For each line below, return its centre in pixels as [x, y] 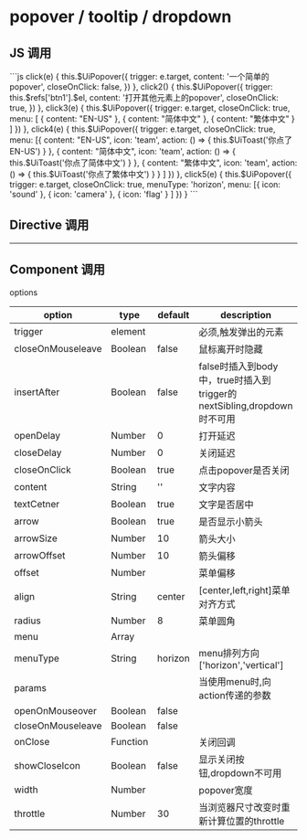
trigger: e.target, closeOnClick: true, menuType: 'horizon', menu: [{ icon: [145, 184]
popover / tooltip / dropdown [121, 17]
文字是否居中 [226, 505]
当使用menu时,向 [235, 681]
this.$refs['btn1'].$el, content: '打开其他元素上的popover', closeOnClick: [144, 97]
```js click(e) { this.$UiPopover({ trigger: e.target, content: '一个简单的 [139, 76]
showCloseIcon [47, 765]
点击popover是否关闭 [244, 470]
